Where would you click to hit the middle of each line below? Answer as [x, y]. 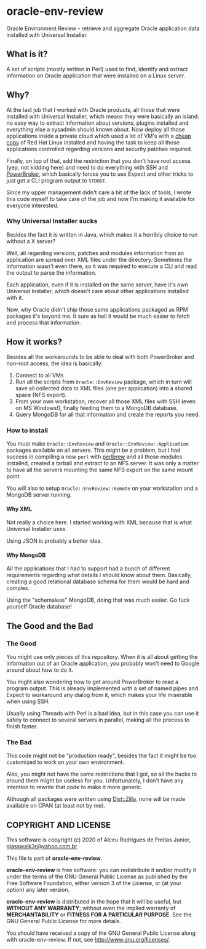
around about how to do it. [40, 670]
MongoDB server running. [39, 494]
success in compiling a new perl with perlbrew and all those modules [94, 457]
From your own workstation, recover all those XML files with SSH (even [105, 401]
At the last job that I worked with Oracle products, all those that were [93, 109]
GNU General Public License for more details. [64, 921]
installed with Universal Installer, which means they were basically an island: [103, 116]
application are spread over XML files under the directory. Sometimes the [99, 259]
